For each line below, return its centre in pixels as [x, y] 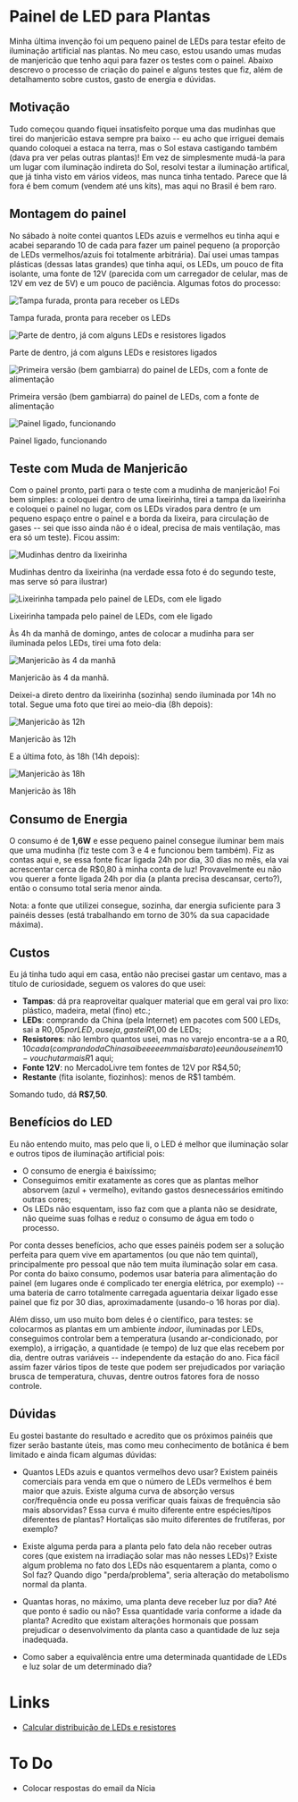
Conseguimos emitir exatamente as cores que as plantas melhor [140, 1180]
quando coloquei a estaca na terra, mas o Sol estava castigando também [144, 147]
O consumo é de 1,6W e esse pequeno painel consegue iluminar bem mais [147, 841]
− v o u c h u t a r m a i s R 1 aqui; [68, 1058]
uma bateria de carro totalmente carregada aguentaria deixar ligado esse [144, 1293]
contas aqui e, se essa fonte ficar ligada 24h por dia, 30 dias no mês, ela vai [149, 860]
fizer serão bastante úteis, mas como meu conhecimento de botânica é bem [149, 1444]
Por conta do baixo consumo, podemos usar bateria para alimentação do [144, 1273]
